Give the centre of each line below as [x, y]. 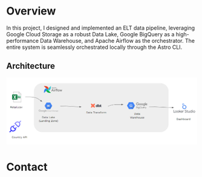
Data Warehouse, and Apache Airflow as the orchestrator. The [118, 40]
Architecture [31, 66]
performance [23, 40]
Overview [31, 11]
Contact [27, 167]
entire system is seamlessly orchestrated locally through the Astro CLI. [94, 47]
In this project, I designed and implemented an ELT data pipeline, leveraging [101, 28]
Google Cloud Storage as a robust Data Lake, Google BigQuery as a [90, 34]
